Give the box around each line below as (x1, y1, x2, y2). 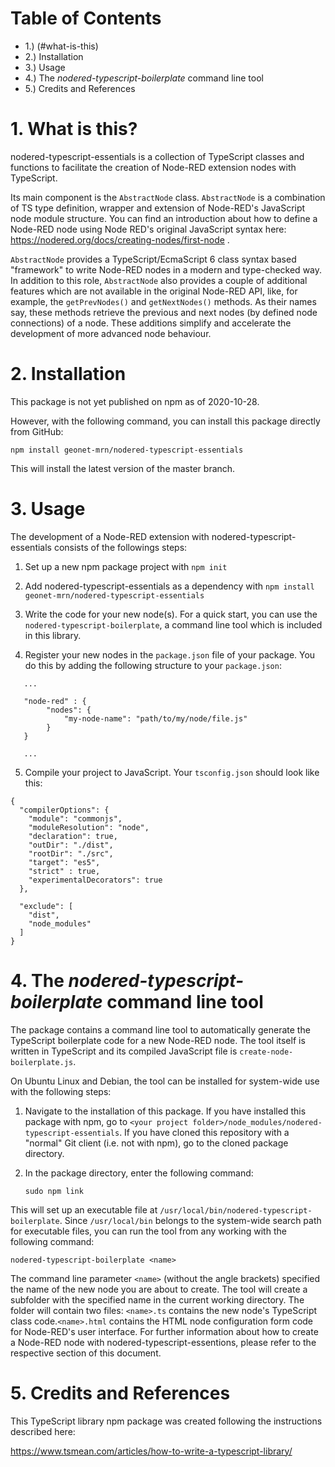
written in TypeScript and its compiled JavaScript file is (10, 1045, 238, 1057)
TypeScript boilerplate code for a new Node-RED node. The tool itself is (10, 1034, 306, 1046)
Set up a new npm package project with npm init (24, 560, 228, 572)
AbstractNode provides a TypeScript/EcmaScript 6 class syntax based (10, 253, 297, 265)
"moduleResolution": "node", (28, 822, 150, 832)
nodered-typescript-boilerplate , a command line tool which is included (24, 618, 323, 631)
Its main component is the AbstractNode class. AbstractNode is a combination (10, 191, 326, 203)
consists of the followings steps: (53, 541, 188, 553)
